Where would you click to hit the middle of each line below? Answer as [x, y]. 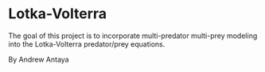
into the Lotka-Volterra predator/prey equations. [87, 44]
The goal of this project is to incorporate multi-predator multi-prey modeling [133, 36]
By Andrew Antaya [39, 59]
